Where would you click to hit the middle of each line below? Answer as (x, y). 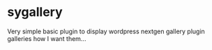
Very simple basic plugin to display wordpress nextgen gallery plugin (106, 31)
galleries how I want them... (47, 38)
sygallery (35, 12)
